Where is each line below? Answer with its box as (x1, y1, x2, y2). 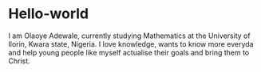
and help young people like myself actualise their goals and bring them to (8, 47, 250, 57)
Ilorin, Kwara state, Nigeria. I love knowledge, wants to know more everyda (8, 39, 254, 48)
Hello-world (8, 5, 89, 23)
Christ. (8, 56, 30, 66)
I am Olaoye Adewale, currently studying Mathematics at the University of (8, 31, 251, 40)
